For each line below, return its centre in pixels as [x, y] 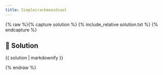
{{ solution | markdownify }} [34, 58]
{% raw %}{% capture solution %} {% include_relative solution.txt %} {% [82, 24]
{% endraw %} [21, 68]
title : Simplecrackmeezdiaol [36, 10]
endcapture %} [21, 30]
